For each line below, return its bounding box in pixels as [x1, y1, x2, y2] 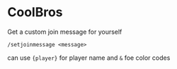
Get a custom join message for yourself [7, 27, 122, 36]
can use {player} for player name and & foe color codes [7, 54, 171, 62]
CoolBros [7, 4, 63, 20]
